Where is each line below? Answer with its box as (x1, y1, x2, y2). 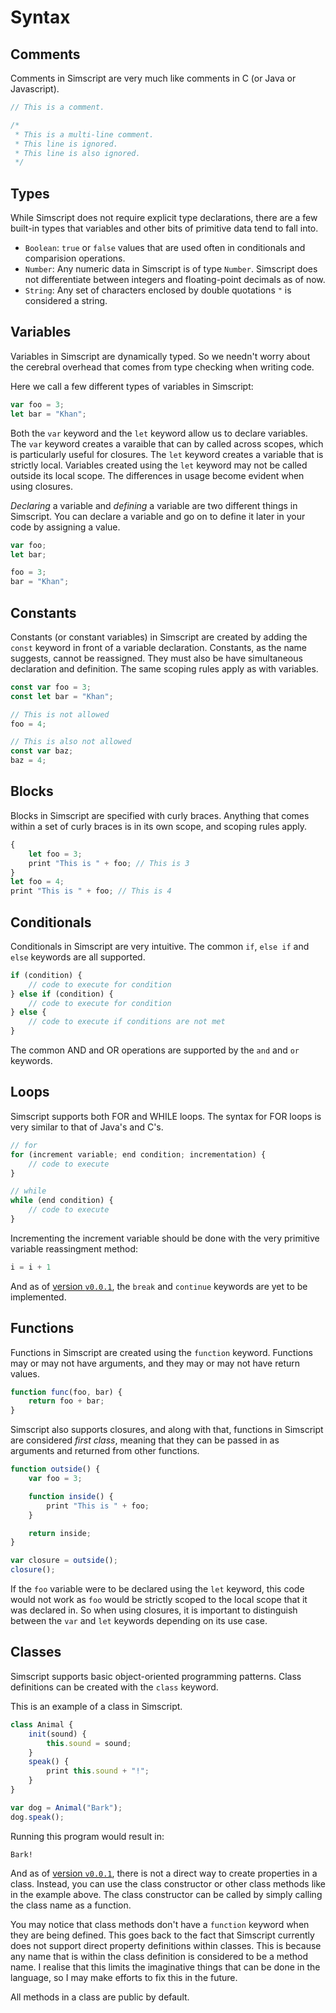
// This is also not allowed (10, 737, 132, 747)
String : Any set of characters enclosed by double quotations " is (24, 284, 292, 296)
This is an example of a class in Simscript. (10, 1700, 183, 1712)
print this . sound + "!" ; (46, 1766, 150, 1776)
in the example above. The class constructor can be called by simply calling (10, 1888, 323, 1900)
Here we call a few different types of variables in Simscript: (10, 380, 254, 392)
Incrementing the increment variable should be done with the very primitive (10, 1232, 320, 1244)
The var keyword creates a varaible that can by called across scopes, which (10, 437, 324, 450)
